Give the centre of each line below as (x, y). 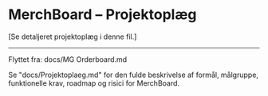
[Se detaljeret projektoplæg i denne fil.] (73, 36)
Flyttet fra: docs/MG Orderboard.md (68, 59)
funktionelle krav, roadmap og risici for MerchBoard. (94, 83)
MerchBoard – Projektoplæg (102, 15)
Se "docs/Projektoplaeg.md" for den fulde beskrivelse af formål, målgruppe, (134, 75)
